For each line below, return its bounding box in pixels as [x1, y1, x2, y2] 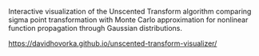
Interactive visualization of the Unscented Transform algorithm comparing [8, 7, 252, 16]
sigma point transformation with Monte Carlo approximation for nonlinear [8, 15, 249, 24]
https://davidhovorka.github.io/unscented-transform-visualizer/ [8, 39, 217, 48]
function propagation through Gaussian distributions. [8, 24, 182, 32]
